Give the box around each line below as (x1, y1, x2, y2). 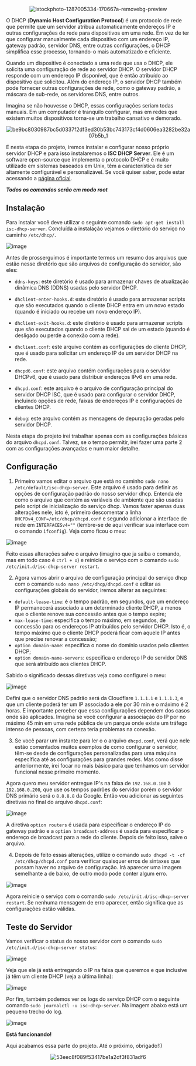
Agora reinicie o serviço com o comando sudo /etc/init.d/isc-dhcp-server (6, 893, 190, 900)
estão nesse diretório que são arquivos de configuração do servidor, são (6, 260, 181, 267)
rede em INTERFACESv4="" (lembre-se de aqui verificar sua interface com (14, 521, 189, 528)
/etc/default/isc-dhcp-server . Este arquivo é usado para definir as (14, 483, 178, 490)
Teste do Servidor (6, 922, 73, 932)
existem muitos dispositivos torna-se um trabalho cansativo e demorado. (6, 115, 182, 122)
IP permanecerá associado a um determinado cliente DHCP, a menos (14, 604, 181, 611)
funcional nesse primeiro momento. (14, 768, 101, 775)
